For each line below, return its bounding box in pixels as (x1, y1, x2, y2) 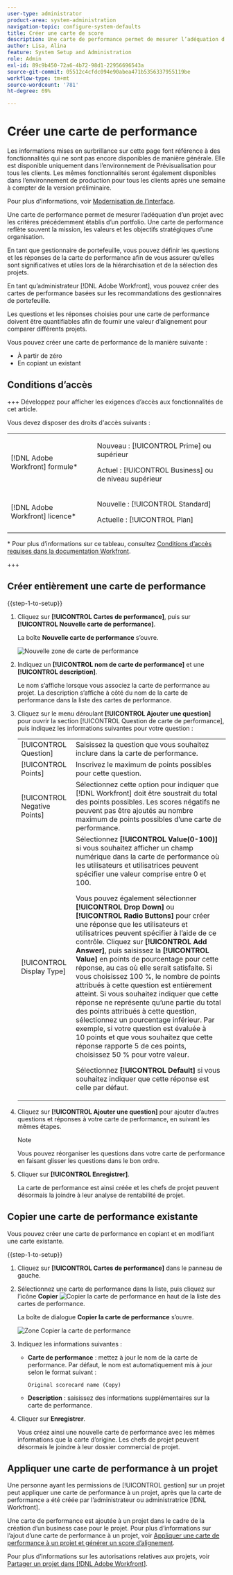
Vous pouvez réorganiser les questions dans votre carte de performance (17, 1149, 225, 1157)
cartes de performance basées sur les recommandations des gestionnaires (7, 289, 222, 297)
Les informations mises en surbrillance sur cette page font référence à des (7, 147, 221, 155)
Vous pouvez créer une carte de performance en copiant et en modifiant (7, 1229, 215, 1237)
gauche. (17, 1271, 41, 1279)
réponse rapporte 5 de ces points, (75, 1041, 187, 1050)
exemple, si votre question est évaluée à (75, 1023, 207, 1033)
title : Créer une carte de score (7, 29, 104, 37)
